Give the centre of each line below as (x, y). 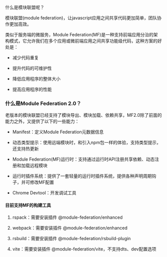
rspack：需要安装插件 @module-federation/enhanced (67, 217)
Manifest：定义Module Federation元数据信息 (58, 132)
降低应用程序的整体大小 (36, 79)
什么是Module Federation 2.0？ (43, 103)
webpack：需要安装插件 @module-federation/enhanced (70, 228)
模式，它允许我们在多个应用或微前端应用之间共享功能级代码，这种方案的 (83, 41)
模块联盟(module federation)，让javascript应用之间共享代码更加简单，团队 (81, 18)
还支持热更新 (25, 149)
